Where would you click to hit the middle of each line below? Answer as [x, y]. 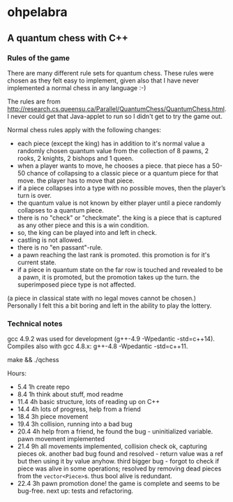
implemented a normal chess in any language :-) [77, 87]
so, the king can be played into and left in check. [87, 232]
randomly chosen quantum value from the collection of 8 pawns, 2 [113, 150]
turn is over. [35, 195]
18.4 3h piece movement [53, 417]
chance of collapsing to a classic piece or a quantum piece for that [122, 173]
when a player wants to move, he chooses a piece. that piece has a [114, 166]
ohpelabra [37, 12]
